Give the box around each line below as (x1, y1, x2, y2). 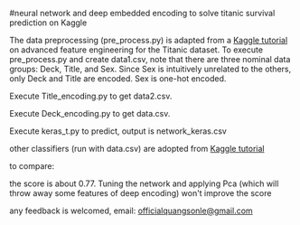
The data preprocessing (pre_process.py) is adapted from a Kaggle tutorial (9, 35, 288, 45)
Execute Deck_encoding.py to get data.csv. (9, 108, 171, 118)
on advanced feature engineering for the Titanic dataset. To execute (9, 44, 264, 55)
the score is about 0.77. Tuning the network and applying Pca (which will (9, 178, 279, 189)
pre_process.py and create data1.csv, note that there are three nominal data (9, 54, 291, 64)
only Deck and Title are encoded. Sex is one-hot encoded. (9, 73, 227, 84)
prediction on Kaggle (9, 17, 88, 28)
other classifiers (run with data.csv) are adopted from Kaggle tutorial (9, 144, 265, 154)
